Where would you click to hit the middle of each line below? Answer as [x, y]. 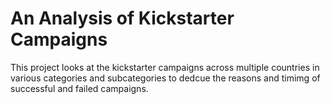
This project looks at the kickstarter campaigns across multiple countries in [165, 67]
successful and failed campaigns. [79, 88]
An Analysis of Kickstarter [122, 18]
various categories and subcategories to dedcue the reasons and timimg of [165, 78]
